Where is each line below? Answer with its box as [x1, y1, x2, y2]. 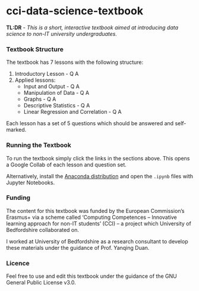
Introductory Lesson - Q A [14, 70, 79, 78]
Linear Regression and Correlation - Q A [23, 109, 122, 116]
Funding [6, 194, 31, 202]
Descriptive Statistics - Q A [23, 102, 90, 109]
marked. [6, 126, 27, 134]
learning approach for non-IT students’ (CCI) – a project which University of [6, 219, 191, 227]
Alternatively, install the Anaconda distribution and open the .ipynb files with [6, 172, 194, 179]
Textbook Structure [6, 45, 64, 53]
